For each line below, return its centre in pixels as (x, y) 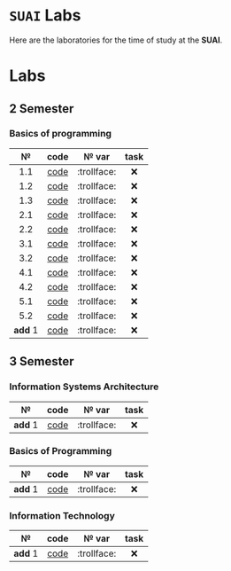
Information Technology (62, 515)
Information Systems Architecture (84, 387)
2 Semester (42, 109)
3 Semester (42, 361)
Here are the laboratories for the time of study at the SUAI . (116, 40)
